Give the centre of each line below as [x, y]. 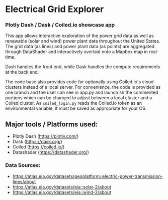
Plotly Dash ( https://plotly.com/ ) [46, 136]
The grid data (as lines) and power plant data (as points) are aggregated [80, 47]
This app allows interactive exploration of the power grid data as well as [80, 36]
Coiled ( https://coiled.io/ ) [38, 147]
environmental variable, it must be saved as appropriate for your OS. [76, 108]
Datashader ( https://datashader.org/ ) [51, 152]
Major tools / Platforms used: [52, 124]
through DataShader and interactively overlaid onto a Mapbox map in [77, 52]
